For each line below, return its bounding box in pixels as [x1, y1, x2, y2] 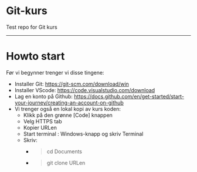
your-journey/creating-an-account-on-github [14, 99, 124, 106]
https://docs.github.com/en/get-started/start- [74, 93, 185, 100]
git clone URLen [46, 159, 86, 166]
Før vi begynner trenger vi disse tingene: [6, 69, 104, 76]
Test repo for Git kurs [6, 23, 57, 31]
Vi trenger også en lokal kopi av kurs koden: [14, 105, 121, 112]
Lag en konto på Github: [14, 93, 73, 100]
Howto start [6, 50, 65, 63]
